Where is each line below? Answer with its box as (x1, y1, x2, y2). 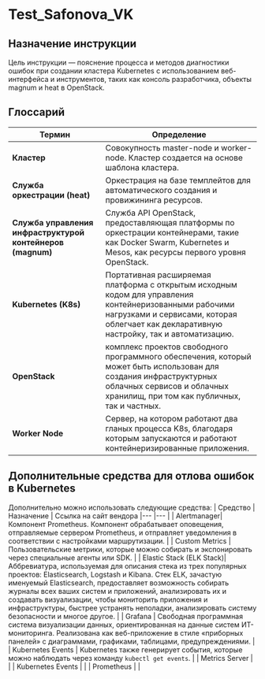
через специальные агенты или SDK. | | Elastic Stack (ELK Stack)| (8, 553, 227, 562)
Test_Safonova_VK (8, 6, 134, 24)
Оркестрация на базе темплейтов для (105, 175, 251, 186)
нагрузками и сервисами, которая (105, 309, 238, 320)
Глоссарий (8, 106, 65, 119)
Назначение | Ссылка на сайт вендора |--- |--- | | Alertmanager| (8, 510, 223, 521)
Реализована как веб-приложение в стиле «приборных (56, 628, 244, 637)
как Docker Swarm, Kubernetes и (105, 236, 230, 247)
